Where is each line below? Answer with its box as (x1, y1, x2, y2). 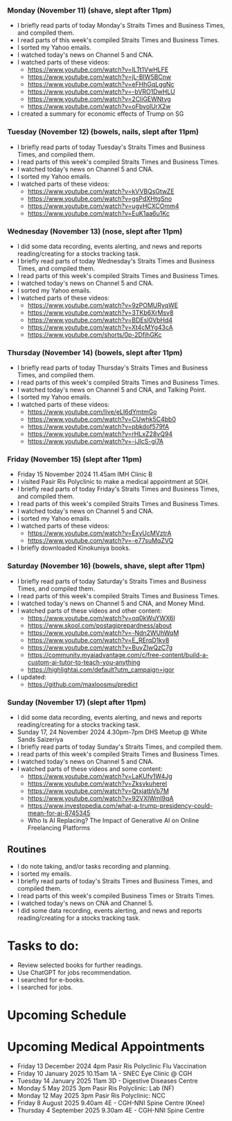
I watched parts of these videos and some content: (17, 765, 163, 773)
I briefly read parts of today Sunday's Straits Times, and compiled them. (17, 742, 223, 751)
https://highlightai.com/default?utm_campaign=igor (27, 665, 175, 674)
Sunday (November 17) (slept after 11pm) (7, 697, 147, 707)
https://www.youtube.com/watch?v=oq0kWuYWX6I (27, 614, 175, 622)
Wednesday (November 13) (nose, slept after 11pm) (7, 226, 183, 236)
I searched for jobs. (17, 983, 73, 991)
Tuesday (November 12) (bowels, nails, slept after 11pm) (7, 127, 199, 137)
